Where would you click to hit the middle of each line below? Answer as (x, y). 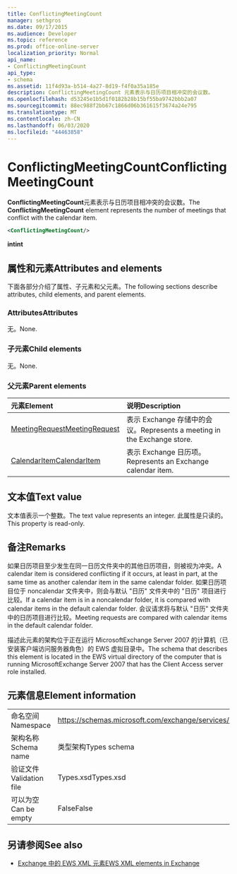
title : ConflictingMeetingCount (55, 14)
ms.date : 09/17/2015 (38, 27)
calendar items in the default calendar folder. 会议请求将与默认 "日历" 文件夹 (118, 609)
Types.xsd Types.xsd (92, 777)
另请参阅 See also (45, 845)
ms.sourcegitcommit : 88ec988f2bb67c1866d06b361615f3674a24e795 (102, 106)
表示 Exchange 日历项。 (166, 452)
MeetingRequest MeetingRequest (65, 429)
